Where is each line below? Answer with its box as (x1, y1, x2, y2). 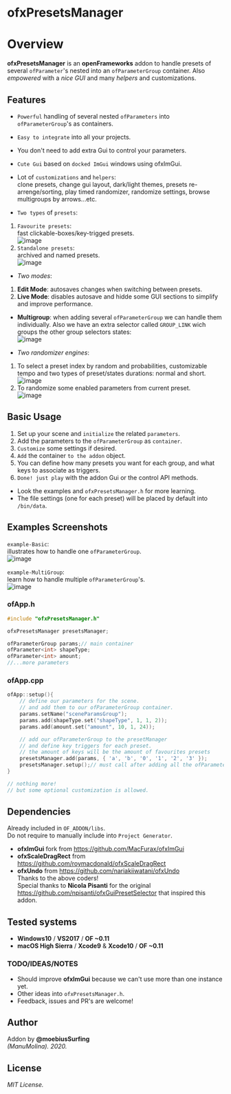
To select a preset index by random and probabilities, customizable (16, 361, 208, 370)
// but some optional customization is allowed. (7, 786, 149, 794)
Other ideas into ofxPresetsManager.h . (16, 989, 125, 997)
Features (7, 94, 46, 106)
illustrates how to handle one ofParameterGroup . (7, 547, 142, 555)
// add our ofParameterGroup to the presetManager (19, 736, 168, 743)
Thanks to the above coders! (16, 874, 99, 882)
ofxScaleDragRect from (16, 852, 86, 860)
